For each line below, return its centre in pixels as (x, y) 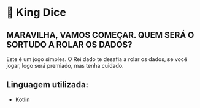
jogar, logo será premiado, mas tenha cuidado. (65, 66)
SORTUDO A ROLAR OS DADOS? (70, 44)
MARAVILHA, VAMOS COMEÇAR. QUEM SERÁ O (100, 35)
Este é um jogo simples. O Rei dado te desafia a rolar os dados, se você (97, 59)
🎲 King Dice (36, 13)
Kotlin (22, 99)
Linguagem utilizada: (48, 85)
